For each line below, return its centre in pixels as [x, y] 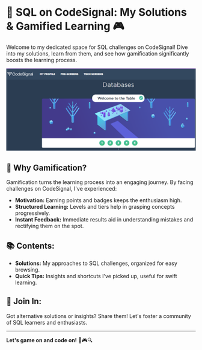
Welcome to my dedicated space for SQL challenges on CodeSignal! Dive [97, 47]
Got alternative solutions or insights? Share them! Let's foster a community [99, 316]
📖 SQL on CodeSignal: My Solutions [97, 12]
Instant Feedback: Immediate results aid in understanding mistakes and [104, 220]
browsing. [27, 270]
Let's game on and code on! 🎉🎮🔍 [50, 340]
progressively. [32, 213]
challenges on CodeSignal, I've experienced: [62, 189]
